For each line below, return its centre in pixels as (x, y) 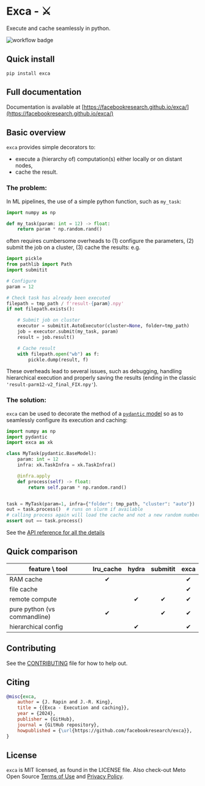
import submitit (27, 270)
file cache (23, 589)
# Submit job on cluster (49, 320)
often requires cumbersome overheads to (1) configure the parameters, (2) (100, 241)
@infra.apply (34, 476)
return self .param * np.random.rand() (77, 488)
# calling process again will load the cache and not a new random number (103, 515)
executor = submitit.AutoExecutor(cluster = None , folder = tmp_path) (103, 326)
